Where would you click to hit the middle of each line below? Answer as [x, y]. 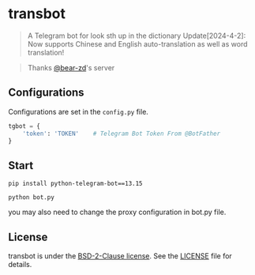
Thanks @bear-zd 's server [71, 67]
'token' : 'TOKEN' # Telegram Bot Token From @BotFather [122, 134]
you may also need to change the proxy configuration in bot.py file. [117, 212]
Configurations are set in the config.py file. [78, 111]
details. [20, 264]
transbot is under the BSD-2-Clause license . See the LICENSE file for [120, 256]
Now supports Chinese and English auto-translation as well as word [137, 43]
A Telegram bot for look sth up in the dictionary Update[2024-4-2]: [137, 36]
